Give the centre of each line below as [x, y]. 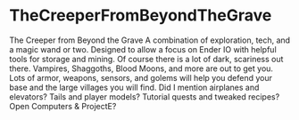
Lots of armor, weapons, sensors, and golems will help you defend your [141, 77]
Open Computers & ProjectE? [63, 106]
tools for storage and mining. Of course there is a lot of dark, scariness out [146, 59]
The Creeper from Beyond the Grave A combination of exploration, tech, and [150, 40]
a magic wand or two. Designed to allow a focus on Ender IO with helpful [143, 49]
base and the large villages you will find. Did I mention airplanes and [134, 87]
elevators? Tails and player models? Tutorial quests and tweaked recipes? [145, 96]
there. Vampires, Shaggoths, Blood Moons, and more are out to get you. [141, 68]
